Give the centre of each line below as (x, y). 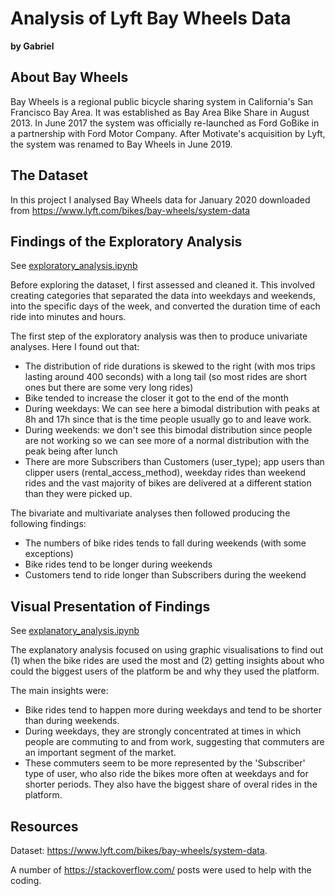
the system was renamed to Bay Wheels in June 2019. (121, 144)
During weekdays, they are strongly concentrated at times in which (163, 731)
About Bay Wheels (69, 77)
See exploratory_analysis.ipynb (74, 266)
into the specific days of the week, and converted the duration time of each (165, 306)
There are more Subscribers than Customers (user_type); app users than (174, 462)
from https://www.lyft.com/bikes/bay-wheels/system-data (130, 210)
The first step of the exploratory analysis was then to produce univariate (159, 336)
